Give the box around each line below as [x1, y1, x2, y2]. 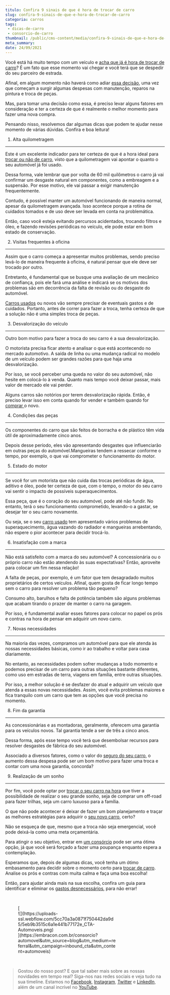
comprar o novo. [5, 402, 40, 409]
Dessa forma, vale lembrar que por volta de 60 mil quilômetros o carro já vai [5, 171, 164, 178]
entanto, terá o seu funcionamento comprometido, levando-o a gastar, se [5, 503, 158, 509]
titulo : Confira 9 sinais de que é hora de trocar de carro [5, 7, 135, 13]
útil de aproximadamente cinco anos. [5, 432, 82, 438]
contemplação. [5, 849, 36, 855]
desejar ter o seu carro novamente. [5, 509, 78, 515]
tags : [5, 21, 17, 27]
